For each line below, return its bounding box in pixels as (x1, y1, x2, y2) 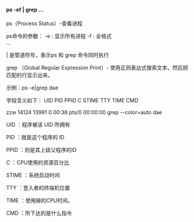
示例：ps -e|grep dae (6, 85, 59, 92)
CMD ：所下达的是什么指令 (6, 210, 72, 217)
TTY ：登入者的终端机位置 (6, 185, 70, 192)
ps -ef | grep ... (6, 6, 44, 13)
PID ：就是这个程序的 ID (6, 134, 65, 141)
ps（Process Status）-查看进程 (6, 20, 83, 27)
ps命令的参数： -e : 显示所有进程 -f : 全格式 (6, 33, 112, 40)
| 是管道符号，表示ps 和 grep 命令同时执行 (6, 52, 109, 59)
